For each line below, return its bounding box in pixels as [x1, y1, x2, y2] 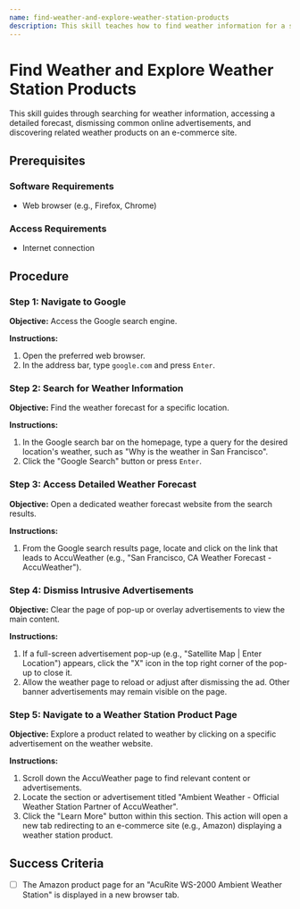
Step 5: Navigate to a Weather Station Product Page [9, 708, 238, 721]
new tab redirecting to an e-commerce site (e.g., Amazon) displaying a [21, 821, 283, 831]
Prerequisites [9, 153, 86, 168]
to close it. [34, 667, 73, 678]
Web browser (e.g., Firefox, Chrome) [21, 200, 157, 211]
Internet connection [21, 243, 96, 254]
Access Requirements [9, 222, 107, 235]
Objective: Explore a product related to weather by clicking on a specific [9, 729, 277, 739]
